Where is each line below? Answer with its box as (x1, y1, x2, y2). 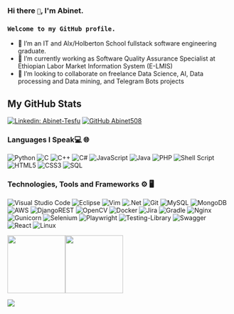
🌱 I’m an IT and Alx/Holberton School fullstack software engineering (17, 39, 217, 48)
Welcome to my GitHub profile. (7, 24, 116, 33)
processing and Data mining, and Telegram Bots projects (17, 77, 185, 85)
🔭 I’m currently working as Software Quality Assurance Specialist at (17, 54, 216, 63)
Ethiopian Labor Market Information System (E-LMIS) (17, 62, 173, 70)
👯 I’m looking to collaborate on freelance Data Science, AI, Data (17, 70, 204, 78)
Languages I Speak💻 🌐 (7, 135, 90, 145)
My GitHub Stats (7, 98, 82, 110)
